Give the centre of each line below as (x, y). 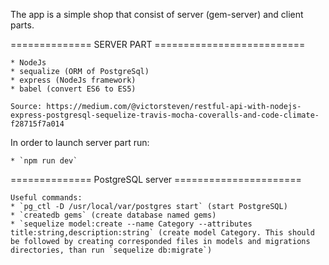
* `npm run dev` (44, 161)
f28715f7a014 (37, 124)
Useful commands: (46, 198)
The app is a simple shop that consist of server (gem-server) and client (157, 14)
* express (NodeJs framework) (73, 80)
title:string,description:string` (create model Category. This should (162, 233)
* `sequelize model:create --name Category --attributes (131, 224)
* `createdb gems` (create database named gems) (113, 215)
